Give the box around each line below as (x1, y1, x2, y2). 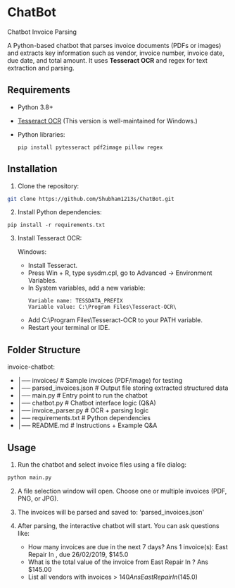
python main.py (7, 474, 52, 482)
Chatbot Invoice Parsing (7, 27, 77, 36)
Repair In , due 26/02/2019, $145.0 (27, 550, 129, 558)
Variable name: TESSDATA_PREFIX (27, 298, 123, 305)
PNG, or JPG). (17, 494, 58, 503)
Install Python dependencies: (17, 208, 102, 216)
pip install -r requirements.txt (7, 221, 106, 229)
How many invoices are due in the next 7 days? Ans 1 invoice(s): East (27, 542, 229, 551)
